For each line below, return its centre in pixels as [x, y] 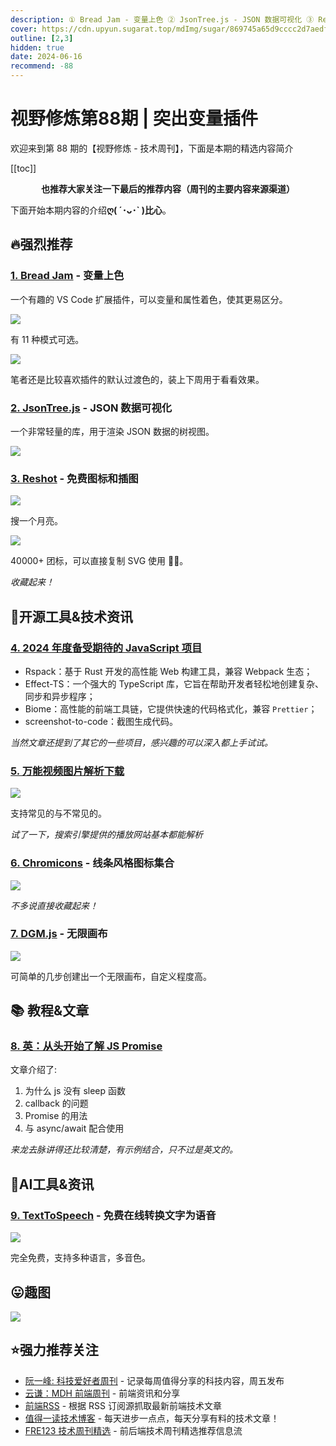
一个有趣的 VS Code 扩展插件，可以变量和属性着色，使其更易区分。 [149, 299]
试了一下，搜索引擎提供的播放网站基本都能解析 [106, 835]
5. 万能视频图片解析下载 [67, 771]
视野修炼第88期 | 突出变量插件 [134, 118]
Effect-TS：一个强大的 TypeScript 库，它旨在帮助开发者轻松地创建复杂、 [174, 683]
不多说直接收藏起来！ [54, 905]
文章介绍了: [34, 1070]
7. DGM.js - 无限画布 [59, 934]
